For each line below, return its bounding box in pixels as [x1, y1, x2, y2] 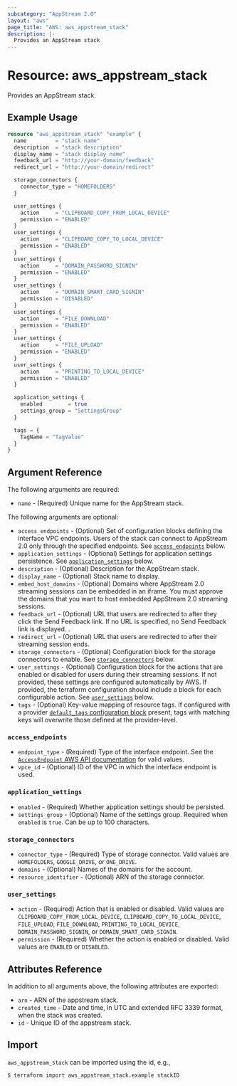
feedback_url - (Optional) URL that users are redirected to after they [17, 610, 217, 618]
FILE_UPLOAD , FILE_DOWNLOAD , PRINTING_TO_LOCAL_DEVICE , [17, 919, 180, 929]
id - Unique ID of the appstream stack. [17, 1018, 132, 1027]
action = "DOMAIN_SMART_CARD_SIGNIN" [20, 289, 144, 296]
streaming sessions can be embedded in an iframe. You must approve [17, 587, 223, 596]
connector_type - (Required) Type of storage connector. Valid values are [17, 850, 230, 858]
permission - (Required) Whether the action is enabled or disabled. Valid [17, 935, 229, 944]
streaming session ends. [17, 640, 90, 648]
